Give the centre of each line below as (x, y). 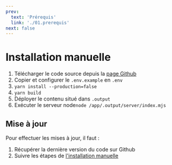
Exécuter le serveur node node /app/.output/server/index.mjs (90, 105)
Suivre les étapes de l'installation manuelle (66, 156)
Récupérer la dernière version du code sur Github (75, 149)
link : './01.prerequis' (40, 22)
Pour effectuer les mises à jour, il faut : (52, 138)
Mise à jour (26, 124)
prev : (12, 12)
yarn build (28, 93)
